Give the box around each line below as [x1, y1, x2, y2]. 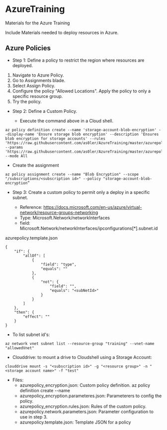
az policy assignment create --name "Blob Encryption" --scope [5, 172, 139, 177]
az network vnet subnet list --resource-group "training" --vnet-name [5, 341, 155, 346]
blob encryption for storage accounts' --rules [5, 136, 106, 141]
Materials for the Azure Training [5, 20, 70, 26]
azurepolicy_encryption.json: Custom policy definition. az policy [19, 382, 151, 388]
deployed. [12, 62, 33, 68]
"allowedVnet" [5, 345, 35, 350]
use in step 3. [19, 414, 48, 420]
